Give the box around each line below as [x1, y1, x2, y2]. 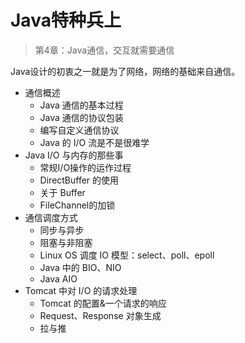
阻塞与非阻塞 [39, 236, 93, 248]
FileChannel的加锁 [39, 199, 116, 211]
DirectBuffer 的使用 [39, 174, 120, 186]
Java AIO [39, 272, 78, 285]
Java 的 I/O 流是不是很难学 [39, 136, 150, 148]
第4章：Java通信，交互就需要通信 [34, 44, 175, 56]
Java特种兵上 [10, 9, 122, 32]
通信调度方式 [24, 211, 78, 223]
